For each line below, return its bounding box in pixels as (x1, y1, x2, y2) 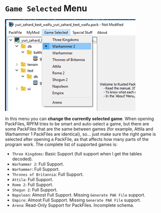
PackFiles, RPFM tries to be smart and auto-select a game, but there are (5, 121, 149, 126)
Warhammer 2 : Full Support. (12, 161, 64, 167)
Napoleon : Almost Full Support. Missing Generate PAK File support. (12, 192, 145, 198)
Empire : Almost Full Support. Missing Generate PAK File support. (12, 197, 141, 203)
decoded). (12, 156, 33, 162)
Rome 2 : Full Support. (12, 182, 53, 187)
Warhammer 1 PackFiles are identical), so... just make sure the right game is (5, 131, 156, 137)
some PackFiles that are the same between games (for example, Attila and (5, 126, 154, 132)
